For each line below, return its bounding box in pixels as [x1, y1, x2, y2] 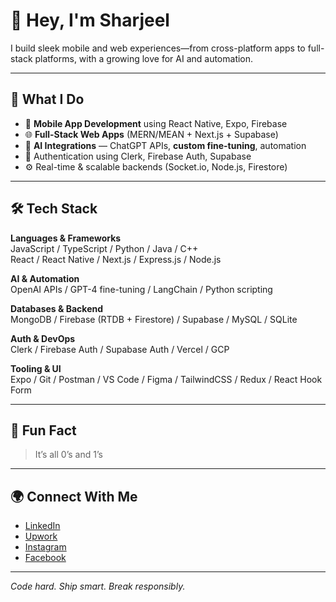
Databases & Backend [10, 302, 104, 314]
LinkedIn [24, 520, 61, 532]
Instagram [24, 541, 67, 553]
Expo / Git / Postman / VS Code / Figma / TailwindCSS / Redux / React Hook [10, 373, 323, 385]
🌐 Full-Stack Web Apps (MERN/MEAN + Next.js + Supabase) [24, 128, 279, 140]
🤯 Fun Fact [10, 422, 77, 439]
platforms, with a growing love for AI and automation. [34, 52, 254, 64]
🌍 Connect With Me [10, 488, 138, 505]
